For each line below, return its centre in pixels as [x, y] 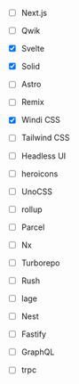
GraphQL [38, 352]
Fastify [33, 334]
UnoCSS [37, 192]
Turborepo [40, 263]
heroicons [39, 174]
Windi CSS [41, 120]
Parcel [33, 227]
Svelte [33, 49]
